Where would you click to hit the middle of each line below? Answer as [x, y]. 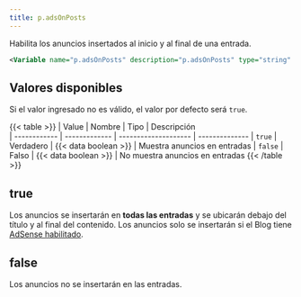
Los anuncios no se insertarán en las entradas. [96, 283]
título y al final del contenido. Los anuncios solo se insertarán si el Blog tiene [150, 225]
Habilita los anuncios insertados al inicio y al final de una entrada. [130, 43]
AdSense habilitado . [46, 234]
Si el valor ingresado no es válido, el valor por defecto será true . [128, 110]
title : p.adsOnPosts [48, 18]
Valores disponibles [66, 88]
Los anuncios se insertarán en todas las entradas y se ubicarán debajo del [148, 215]
